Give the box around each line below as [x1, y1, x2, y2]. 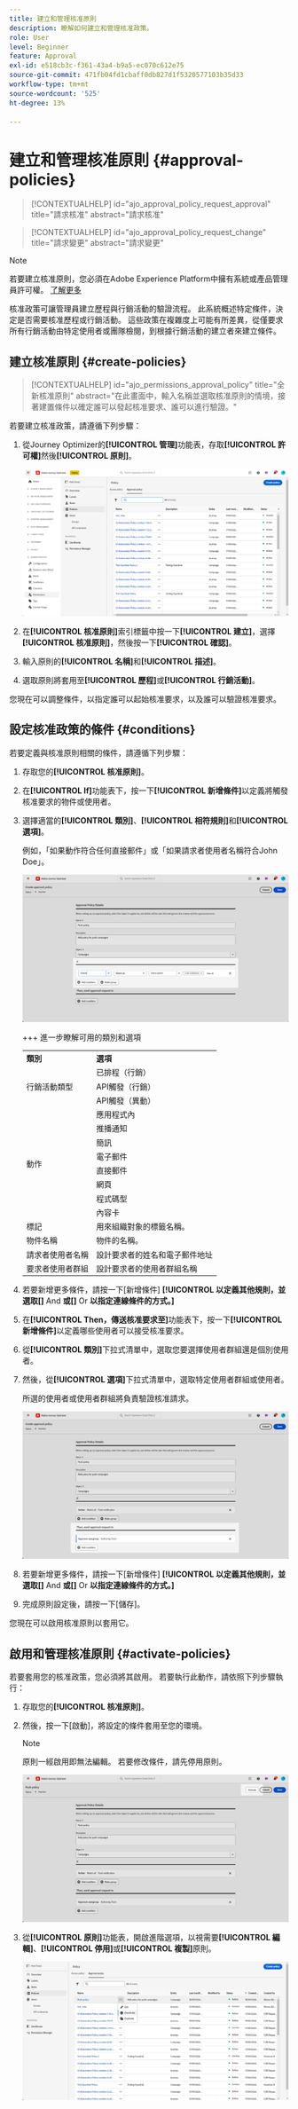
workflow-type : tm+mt [9, 80, 90, 89]
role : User [9, 33, 50, 42]
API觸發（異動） [96, 1095, 156, 1106]
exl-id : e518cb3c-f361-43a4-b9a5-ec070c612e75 [9, 61, 184, 70]
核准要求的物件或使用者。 [21, 796, 116, 807]
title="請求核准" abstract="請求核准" [30, 209, 164, 220]
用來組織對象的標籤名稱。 [96, 1221, 190, 1232]
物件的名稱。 [96, 1235, 144, 1246]
